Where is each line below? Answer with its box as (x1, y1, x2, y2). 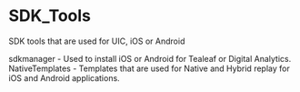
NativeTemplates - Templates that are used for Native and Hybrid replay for (8, 63, 290, 74)
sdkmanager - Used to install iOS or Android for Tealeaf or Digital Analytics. (8, 53, 292, 64)
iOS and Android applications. (8, 72, 120, 83)
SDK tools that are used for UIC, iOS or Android (8, 36, 185, 46)
